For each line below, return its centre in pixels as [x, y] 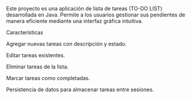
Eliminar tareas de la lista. [37, 67]
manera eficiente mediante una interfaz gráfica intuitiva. [75, 21]
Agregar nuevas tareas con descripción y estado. [66, 44]
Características [25, 32]
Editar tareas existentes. [36, 55]
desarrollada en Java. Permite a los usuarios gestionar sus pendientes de [96, 15]
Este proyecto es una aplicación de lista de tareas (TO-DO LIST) [84, 9]
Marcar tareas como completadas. [48, 78]
